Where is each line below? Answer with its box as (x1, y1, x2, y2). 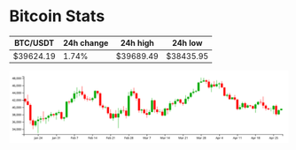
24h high (120, 38, 155, 49)
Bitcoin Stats (9, 6, 105, 26)
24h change (63, 38, 109, 49)
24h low (171, 38, 203, 49)
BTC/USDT (14, 38, 55, 49)
